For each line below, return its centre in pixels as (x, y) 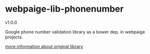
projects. (14, 37)
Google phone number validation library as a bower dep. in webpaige (75, 32)
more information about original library (44, 46)
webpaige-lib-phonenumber (64, 9)
